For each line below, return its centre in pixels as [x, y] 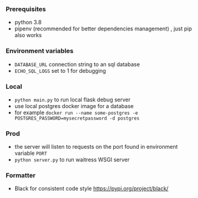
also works [28, 35]
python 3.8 [28, 22]
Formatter [21, 176]
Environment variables [40, 51]
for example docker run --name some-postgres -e [76, 112]
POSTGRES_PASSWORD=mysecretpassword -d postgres [77, 118]
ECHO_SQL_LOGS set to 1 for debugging [60, 70]
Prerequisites [26, 9]
